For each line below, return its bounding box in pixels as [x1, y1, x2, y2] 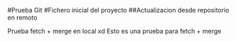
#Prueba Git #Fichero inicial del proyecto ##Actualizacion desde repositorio [7, 6, 230, 14]
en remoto [7, 13, 38, 22]
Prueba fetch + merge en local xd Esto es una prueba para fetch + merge [7, 27, 222, 35]
